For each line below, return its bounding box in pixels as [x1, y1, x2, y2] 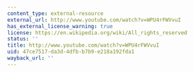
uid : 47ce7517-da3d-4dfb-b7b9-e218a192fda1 [7, 49, 135, 56]
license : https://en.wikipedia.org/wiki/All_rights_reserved [7, 29, 188, 36]
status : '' [7, 36, 39, 43]
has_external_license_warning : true [7, 23, 113, 29]
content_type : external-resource [7, 10, 104, 17]
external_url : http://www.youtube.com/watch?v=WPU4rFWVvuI [7, 16, 182, 23]
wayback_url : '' [7, 55, 54, 62]
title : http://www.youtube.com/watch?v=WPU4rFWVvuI [7, 42, 159, 49]
